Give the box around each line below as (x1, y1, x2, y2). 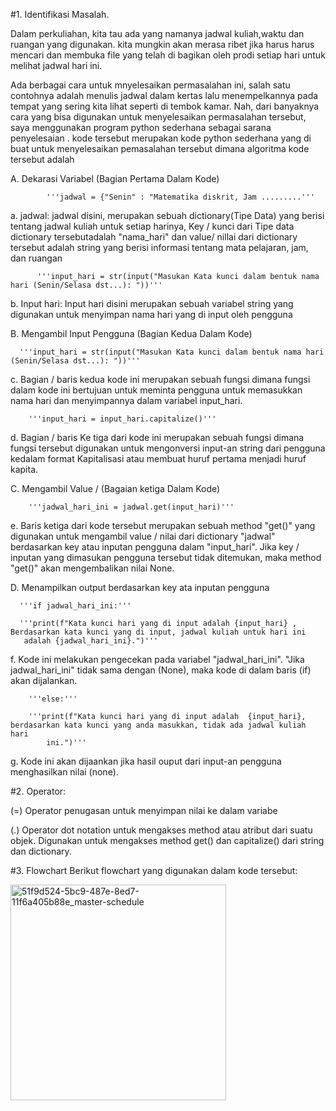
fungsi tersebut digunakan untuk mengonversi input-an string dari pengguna (10, 442, 326, 454)
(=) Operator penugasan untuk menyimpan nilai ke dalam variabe (10, 805, 278, 816)
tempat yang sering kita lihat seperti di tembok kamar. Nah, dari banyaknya (10, 100, 320, 112)
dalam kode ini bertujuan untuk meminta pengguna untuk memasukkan (10, 384, 303, 396)
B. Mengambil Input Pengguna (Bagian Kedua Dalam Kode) (10, 328, 253, 339)
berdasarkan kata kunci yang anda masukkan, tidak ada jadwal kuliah (10, 720, 307, 730)
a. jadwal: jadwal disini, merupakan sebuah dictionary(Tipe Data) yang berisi (10, 210, 325, 221)
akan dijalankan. (10, 675, 78, 686)
